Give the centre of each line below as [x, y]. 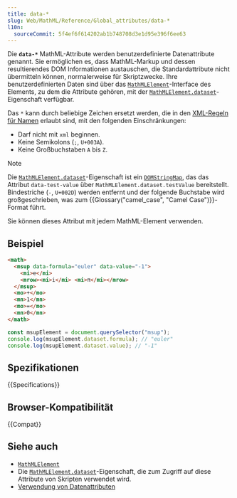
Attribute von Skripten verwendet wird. [74, 479]
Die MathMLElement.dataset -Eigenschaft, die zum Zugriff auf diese [114, 471]
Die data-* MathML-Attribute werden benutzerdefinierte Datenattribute [111, 54]
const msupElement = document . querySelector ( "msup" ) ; [89, 332]
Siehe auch [33, 446]
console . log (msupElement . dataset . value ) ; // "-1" [83, 346]
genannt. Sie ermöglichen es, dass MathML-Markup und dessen [101, 62]
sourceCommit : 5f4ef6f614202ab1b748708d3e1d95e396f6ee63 [100, 34]
